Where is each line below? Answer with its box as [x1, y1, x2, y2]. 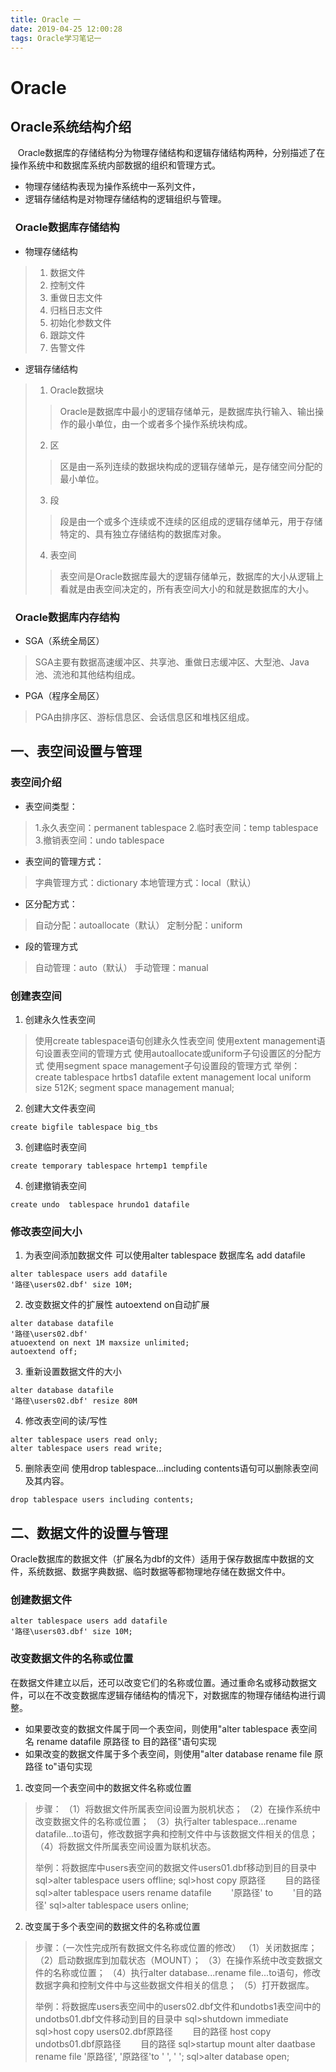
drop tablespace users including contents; [10, 1495, 195, 1505]
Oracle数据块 [49, 384, 104, 396]
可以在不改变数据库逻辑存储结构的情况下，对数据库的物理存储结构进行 [27, 1689, 317, 1701]
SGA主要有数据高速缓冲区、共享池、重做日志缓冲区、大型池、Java [34, 656, 310, 668]
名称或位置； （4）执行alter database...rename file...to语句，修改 [52, 1966, 321, 1978]
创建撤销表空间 [24, 1179, 87, 1191]
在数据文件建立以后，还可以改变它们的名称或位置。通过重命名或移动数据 [10, 1676, 308, 1688]
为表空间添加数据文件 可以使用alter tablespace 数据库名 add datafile [24, 1249, 306, 1261]
